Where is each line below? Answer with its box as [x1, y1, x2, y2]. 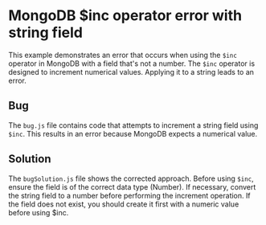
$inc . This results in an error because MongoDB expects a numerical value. [8, 129, 258, 138]
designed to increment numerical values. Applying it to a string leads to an [8, 67, 255, 76]
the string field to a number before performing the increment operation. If [8, 190, 251, 200]
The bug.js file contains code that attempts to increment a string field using [8, 120, 259, 130]
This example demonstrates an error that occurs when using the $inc [8, 50, 237, 59]
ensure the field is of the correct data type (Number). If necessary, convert [8, 182, 256, 191]
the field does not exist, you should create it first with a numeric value [8, 199, 239, 209]
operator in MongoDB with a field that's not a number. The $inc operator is [8, 59, 256, 68]
